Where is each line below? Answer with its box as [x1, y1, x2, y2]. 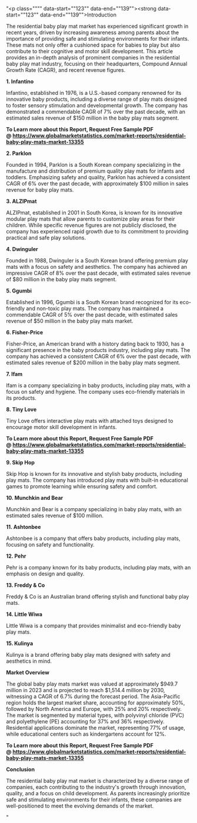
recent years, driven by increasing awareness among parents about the [6, 29, 179, 36]
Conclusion [6, 766, 35, 773]
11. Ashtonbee [6, 524, 41, 530]
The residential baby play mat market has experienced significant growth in [6, 23, 189, 29]
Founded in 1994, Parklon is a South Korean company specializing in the [6, 162, 181, 168]
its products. [6, 394, 36, 401]
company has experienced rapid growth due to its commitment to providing [6, 228, 189, 235]
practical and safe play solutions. [6, 234, 86, 241]
